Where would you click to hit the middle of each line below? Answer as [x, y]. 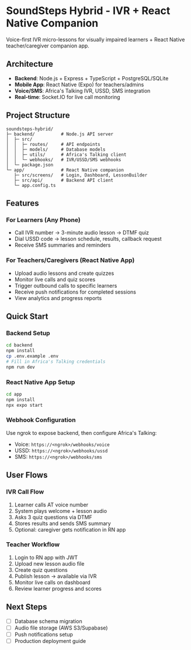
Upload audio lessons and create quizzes [64, 273]
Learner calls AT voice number [51, 505]
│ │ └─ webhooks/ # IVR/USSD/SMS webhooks [64, 159]
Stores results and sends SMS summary [62, 523]
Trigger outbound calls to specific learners [66, 285]
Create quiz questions [41, 570]
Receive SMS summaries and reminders [62, 245]
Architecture [30, 64]
